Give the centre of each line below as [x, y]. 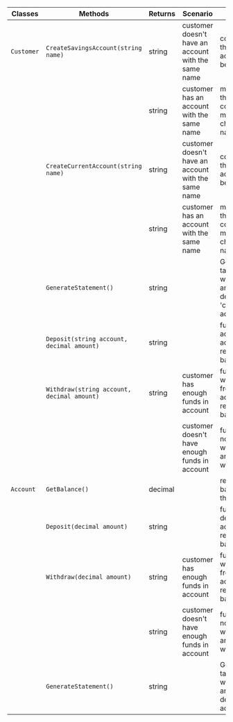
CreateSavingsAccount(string [94, 48]
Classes [25, 14]
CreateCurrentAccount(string [94, 166]
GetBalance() [67, 489]
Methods [94, 14]
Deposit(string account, [87, 339]
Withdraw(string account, [89, 389]
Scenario [198, 14]
